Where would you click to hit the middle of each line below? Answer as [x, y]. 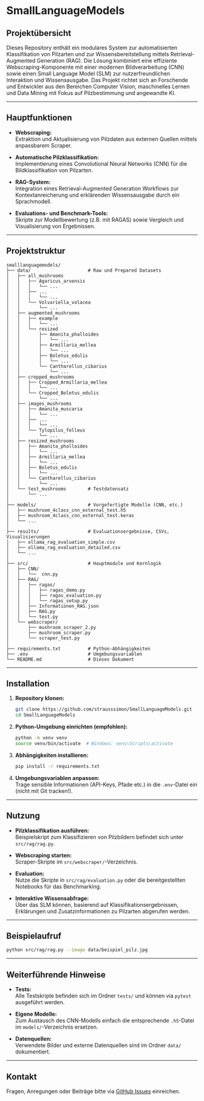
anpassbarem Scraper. [43, 145]
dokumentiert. [32, 1052]
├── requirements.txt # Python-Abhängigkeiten [78, 649]
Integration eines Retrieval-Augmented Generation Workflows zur [97, 188]
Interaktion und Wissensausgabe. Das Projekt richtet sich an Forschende [97, 80]
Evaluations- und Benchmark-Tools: [61, 213]
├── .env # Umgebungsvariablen [74, 654]
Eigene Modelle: [36, 1014]
